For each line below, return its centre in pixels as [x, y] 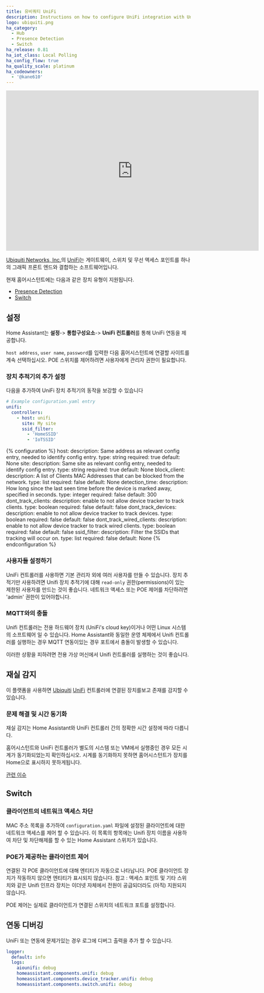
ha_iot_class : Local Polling [42, 55]
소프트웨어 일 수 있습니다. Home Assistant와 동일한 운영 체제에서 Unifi [93, 634]
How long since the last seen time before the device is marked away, [89, 488]
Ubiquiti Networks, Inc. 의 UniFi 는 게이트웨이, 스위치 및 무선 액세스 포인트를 [93, 260]
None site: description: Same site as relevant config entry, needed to [89, 464]
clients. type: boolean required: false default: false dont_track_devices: [91, 507]
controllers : [27, 412]
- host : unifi [34, 418]
